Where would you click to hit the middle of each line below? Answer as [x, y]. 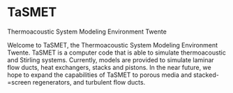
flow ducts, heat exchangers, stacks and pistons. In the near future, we [109, 67]
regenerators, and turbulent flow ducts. [89, 82]
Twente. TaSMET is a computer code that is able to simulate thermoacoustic [117, 52]
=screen [19, 82]
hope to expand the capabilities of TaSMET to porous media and [99, 75]
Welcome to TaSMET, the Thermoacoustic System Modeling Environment [113, 45]
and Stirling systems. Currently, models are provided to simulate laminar [111, 59]
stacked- [206, 75]
